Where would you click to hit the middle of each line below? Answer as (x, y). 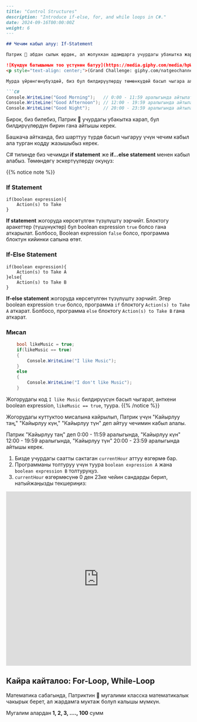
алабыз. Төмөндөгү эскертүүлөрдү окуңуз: (60, 161)
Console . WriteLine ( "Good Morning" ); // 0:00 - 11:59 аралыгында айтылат (99, 97)
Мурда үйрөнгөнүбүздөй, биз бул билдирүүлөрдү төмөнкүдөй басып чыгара (95, 81)
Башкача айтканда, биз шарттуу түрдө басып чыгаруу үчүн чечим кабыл (98, 137)
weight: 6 (18, 28)
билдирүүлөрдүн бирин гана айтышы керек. (61, 126)
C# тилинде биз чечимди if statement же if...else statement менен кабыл (98, 155)
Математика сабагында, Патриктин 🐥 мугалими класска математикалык (97, 695)
